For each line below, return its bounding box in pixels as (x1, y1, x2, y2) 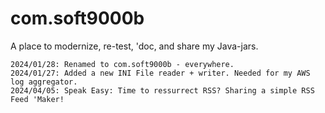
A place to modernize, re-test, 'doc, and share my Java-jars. (10, 40, 259, 52)
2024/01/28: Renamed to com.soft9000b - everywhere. (10, 59, 235, 69)
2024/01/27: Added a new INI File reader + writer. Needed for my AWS (10, 68, 311, 78)
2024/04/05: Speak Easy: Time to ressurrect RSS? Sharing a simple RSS (10, 85, 315, 96)
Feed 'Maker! (10, 94, 65, 104)
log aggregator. (10, 77, 78, 87)
